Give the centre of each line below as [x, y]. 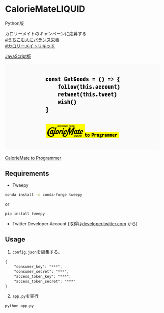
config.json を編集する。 [37, 252]
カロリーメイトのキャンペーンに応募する [46, 33]
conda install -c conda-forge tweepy [44, 195]
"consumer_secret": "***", [41, 271]
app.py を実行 [25, 296]
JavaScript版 [18, 56]
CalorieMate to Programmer [33, 158]
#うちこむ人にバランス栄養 [32, 40]
